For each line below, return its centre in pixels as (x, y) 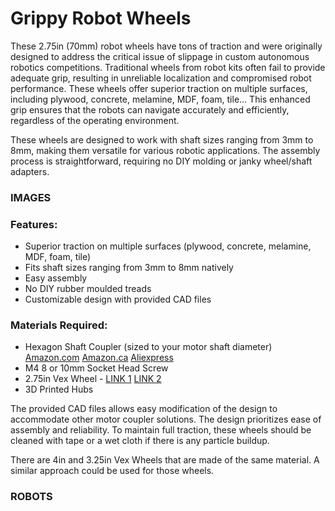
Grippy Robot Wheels (101, 18)
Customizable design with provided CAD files (118, 299)
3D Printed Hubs (59, 389)
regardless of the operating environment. (95, 120)
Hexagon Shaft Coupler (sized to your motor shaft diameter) (148, 347)
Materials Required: (59, 325)
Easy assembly (56, 278)
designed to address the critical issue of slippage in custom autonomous (160, 56)
